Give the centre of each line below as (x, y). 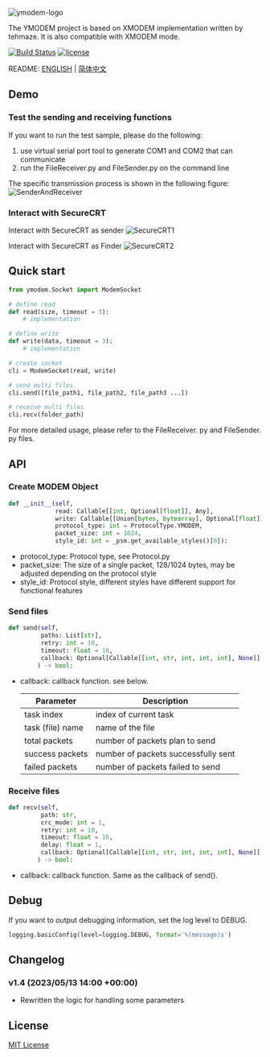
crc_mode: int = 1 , (73, 822)
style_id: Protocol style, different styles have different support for (128, 582)
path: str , (59, 815)
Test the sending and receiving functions (90, 118)
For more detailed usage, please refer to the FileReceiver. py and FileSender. (135, 430)
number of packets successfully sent (165, 754)
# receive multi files (46, 407)
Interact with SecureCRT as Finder (65, 246)
